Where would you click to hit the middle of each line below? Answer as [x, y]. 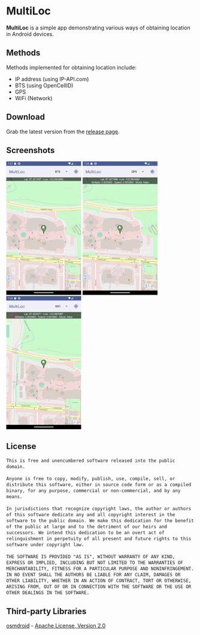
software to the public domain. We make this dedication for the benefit [100, 521]
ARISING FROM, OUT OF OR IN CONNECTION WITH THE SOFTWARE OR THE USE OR [99, 587]
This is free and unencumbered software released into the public [91, 461]
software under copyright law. [45, 545]
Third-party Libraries [46, 611]
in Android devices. [30, 34]
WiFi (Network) [34, 98]
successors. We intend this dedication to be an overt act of [85, 533]
